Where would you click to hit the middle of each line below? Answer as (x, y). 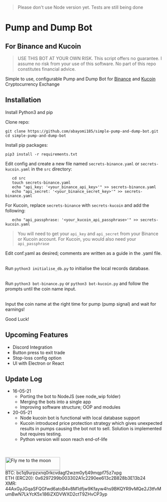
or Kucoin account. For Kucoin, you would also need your (77, 239)
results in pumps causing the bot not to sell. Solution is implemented (91, 429)
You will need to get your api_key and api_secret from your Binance (88, 234)
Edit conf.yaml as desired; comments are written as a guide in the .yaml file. (83, 253)
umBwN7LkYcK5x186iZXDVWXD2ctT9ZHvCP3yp (56, 494)
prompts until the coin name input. (41, 289)
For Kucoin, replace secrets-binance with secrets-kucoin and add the (77, 205)
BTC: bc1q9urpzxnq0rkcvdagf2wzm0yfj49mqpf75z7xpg (64, 473)
